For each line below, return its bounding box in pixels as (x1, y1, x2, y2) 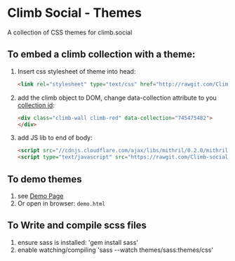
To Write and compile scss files (7, 220, 147, 232)
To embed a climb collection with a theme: (7, 48, 196, 60)
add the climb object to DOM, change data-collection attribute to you (17, 93, 217, 102)
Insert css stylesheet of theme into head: (17, 67, 136, 75)
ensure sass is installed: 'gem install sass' (17, 238, 139, 246)
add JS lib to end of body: (17, 133, 93, 142)
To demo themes (7, 173, 82, 185)
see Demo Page (17, 192, 64, 200)
